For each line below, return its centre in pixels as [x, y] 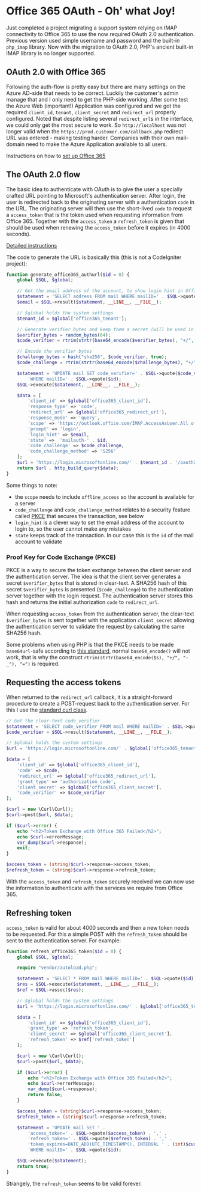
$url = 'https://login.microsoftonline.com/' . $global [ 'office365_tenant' [103, 749]
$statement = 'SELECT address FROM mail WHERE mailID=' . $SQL [98, 297]
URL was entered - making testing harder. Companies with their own [90, 138]
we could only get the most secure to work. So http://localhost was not [96, 125]
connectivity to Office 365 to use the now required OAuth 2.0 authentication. [100, 34]
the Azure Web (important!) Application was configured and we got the [94, 106]
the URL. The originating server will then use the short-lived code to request [99, 208]
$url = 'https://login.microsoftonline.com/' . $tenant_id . [95, 463]
